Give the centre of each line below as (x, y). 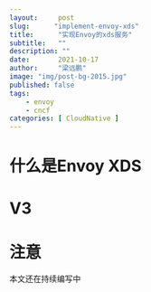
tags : (19, 93)
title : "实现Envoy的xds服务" (71, 34)
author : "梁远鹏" (48, 69)
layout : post (42, 18)
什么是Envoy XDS (75, 166)
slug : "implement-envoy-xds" (75, 26)
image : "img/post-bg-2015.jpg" (68, 77)
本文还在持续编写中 (45, 279)
